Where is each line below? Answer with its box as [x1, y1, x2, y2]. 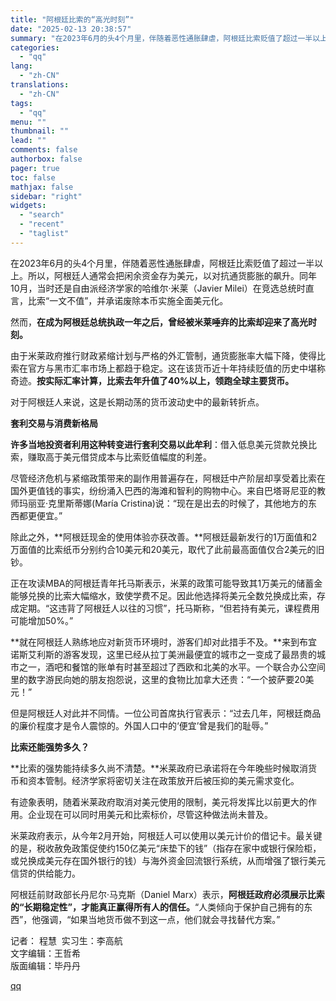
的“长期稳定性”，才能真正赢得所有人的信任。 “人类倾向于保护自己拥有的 [10, 901, 305, 913]
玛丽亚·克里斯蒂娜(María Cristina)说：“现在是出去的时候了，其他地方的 [18, 497, 309, 509]
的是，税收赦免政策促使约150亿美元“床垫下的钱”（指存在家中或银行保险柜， [10, 842, 322, 854]
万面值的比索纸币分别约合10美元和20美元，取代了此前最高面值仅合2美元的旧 [10, 543, 325, 555]
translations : [10, 80, 70, 90]
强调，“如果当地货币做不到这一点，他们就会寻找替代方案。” [40, 913, 281, 925]
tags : [10, 98, 33, 108]
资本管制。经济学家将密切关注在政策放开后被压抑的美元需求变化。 [27, 774, 300, 786]
